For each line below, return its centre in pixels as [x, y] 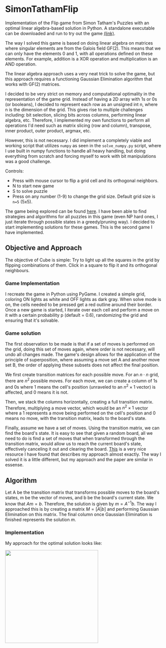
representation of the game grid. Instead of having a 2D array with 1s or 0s [81, 99]
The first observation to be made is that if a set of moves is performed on [80, 344]
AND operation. [21, 64]
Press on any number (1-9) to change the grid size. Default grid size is [84, 196]
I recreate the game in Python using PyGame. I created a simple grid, [75, 294]
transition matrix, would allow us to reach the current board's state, [74, 444]
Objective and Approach [44, 248]
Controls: [14, 171]
